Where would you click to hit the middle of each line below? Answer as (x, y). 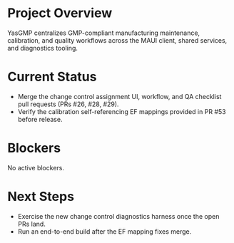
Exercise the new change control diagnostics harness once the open (118, 216)
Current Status (52, 77)
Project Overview (60, 13)
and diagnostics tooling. (43, 48)
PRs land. (32, 224)
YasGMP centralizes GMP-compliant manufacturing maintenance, (104, 33)
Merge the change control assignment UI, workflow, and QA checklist (119, 96)
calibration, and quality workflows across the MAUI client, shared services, (117, 40)
